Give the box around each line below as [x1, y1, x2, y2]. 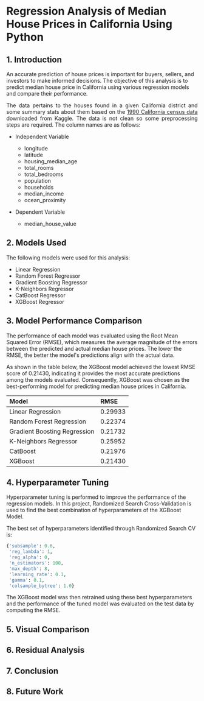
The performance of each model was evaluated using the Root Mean [6, 332, 178, 339]
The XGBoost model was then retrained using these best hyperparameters [6, 594, 192, 601]
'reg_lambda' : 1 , [8, 549, 53, 555]
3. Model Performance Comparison [6, 315, 143, 326]
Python [6, 30, 44, 44]
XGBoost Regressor [15, 298, 65, 305]
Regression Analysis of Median [6, 4, 167, 18]
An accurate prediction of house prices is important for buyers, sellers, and [6, 71, 194, 77]
